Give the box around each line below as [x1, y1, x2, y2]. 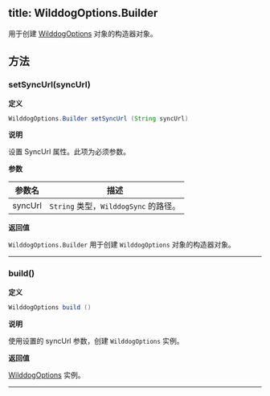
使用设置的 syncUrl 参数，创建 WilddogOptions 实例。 [8, 336, 184, 345]
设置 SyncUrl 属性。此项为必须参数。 [8, 147, 131, 157]
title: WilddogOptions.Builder [8, 6, 158, 20]
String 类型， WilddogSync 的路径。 [49, 201, 181, 212]
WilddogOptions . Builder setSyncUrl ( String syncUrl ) [8, 114, 189, 123]
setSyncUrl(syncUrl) [8, 80, 91, 91]
